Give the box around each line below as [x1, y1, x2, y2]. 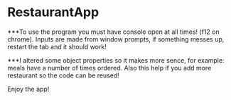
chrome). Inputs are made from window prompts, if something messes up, [7, 35, 225, 43]
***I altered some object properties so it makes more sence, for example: [7, 56, 225, 64]
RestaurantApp [7, 4, 100, 20]
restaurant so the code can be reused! [7, 71, 119, 80]
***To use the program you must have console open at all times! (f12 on [7, 27, 220, 36]
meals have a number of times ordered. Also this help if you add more [7, 63, 212, 72]
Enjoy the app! [7, 85, 50, 93]
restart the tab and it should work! [7, 42, 107, 51]
